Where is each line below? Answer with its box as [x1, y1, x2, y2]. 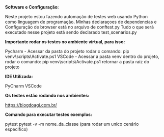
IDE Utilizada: [5, 74, 33, 79]
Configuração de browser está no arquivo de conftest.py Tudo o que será [5, 24, 154, 30]
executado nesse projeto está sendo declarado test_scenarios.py [5, 29, 137, 35]
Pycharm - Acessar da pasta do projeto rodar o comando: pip [5, 49, 130, 54]
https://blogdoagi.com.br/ [5, 102, 57, 108]
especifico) [5, 126, 28, 132]
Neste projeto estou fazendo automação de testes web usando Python [5, 14, 148, 19]
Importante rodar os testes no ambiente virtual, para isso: [5, 39, 125, 45]
